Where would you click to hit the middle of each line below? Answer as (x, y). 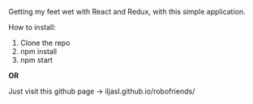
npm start (36, 60)
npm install (39, 51)
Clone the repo (45, 43)
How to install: (32, 27)
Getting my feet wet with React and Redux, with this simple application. (127, 12)
